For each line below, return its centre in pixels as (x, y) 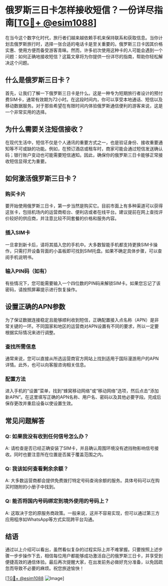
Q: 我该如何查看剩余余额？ (37, 469)
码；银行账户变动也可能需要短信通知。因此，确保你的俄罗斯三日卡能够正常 (82, 155)
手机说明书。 (22, 257)
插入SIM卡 (18, 233)
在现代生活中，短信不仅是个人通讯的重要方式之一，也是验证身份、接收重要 (82, 142)
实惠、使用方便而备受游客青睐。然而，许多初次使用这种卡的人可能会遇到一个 (84, 50)
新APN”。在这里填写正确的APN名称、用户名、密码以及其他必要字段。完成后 (83, 397)
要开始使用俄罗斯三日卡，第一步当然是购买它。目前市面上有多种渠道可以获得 (84, 206)
